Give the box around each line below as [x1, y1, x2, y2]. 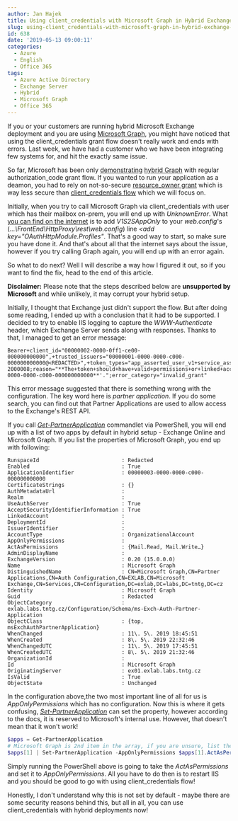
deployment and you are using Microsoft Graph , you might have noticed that [7, 129, 230, 138]
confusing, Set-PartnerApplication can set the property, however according [7, 707, 228, 716]
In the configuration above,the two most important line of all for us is [7, 691, 208, 701]
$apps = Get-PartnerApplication [7, 735, 103, 743]
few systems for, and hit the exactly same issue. [7, 151, 147, 160]
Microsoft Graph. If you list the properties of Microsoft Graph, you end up [7, 435, 221, 444]
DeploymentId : [7, 518, 125, 526]
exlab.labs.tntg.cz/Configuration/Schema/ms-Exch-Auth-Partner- [7, 605, 201, 612]
